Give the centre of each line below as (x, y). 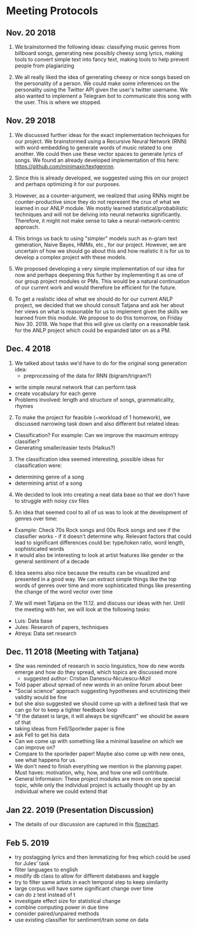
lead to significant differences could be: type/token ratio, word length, (99, 542)
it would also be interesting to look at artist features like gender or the (99, 555)
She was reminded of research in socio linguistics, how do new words (99, 666)
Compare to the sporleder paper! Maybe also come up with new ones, (100, 754)
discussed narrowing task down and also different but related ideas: (97, 423)
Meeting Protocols (52, 11)
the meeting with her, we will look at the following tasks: (83, 609)
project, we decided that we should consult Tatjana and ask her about (99, 305)
